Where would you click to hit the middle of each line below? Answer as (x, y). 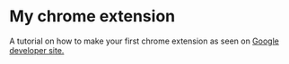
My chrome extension (92, 16)
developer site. (37, 50)
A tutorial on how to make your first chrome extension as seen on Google (144, 41)
